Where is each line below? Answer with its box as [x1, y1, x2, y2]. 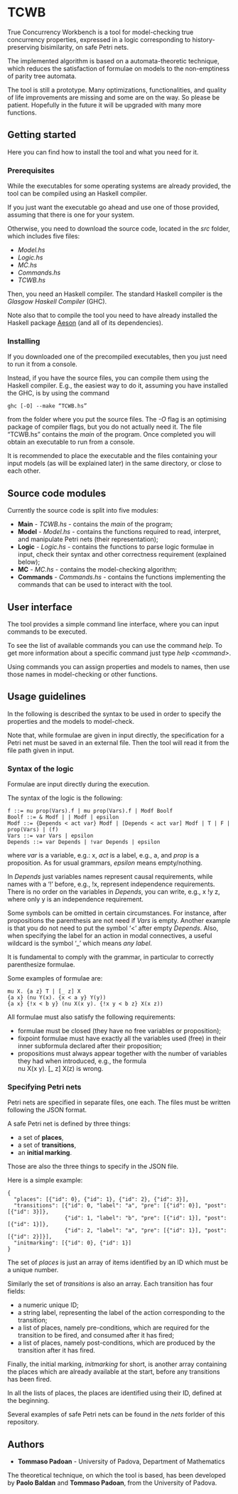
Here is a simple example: [7, 1176, 83, 1185]
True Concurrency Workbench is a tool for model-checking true [7, 28, 194, 36]
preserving [7, 43, 39, 51]
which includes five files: [7, 232, 80, 240]
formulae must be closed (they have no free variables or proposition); [17, 1027, 222, 1035]
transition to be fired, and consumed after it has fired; [17, 1331, 175, 1340]
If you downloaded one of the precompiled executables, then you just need [7, 353, 227, 361]
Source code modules [7, 487, 107, 499]
